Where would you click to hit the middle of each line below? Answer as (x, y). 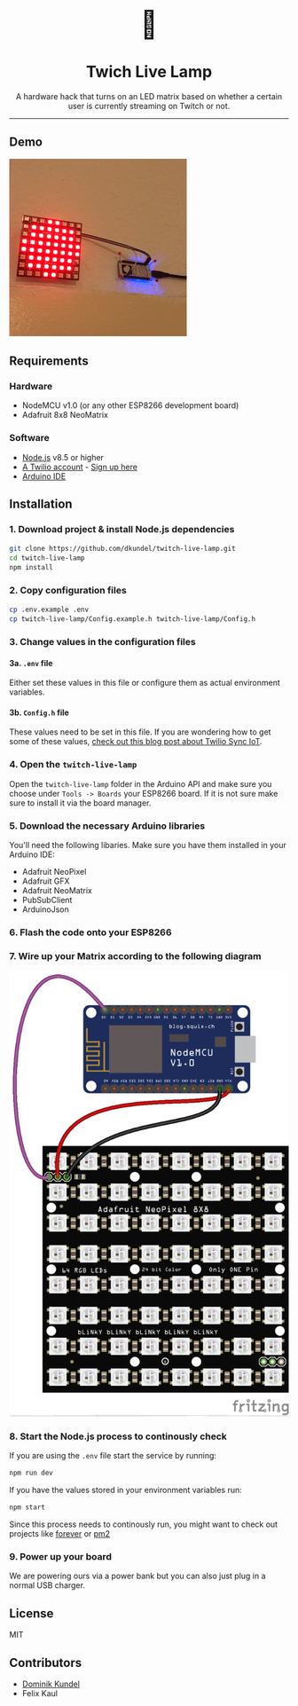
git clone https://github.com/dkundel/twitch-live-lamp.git (123, 549)
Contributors (46, 1663)
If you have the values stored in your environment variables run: (125, 1490)
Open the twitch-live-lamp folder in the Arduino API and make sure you (141, 783)
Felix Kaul (39, 1694)
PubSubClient (47, 900)
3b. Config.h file (39, 712)
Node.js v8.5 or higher (63, 457)
